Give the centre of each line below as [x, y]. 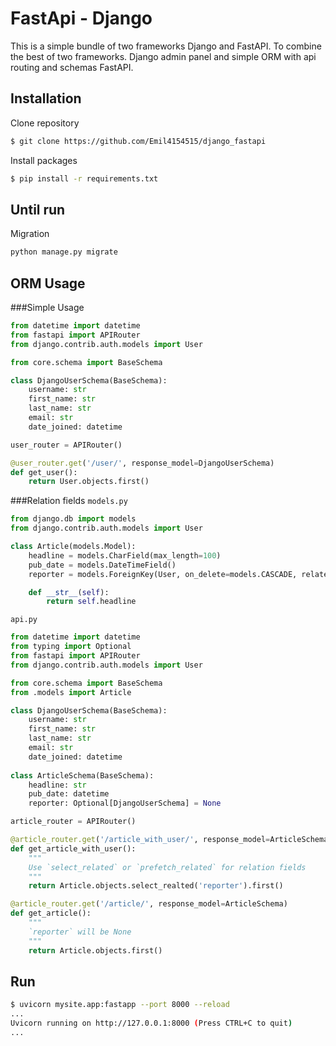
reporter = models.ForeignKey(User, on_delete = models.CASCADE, [163, 574]
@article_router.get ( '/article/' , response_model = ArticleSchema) [149, 904]
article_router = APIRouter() [73, 822]
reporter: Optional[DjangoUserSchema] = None [125, 803]
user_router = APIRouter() [66, 445]
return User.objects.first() [89, 482]
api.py [24, 620]
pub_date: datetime [69, 794]
